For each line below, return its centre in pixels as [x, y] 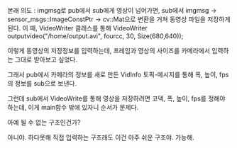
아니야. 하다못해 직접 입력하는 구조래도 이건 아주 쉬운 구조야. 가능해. [101, 137]
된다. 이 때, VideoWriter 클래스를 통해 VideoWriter [77, 28]
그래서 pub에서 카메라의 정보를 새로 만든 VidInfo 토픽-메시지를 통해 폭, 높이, [112, 74]
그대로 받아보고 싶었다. [46, 59]
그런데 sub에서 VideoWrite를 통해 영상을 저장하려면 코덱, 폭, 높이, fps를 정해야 [116, 98]
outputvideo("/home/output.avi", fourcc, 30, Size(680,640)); [95, 36]
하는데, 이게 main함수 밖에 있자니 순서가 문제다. [73, 107]
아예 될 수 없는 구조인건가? [44, 122]
